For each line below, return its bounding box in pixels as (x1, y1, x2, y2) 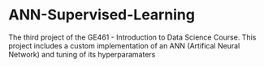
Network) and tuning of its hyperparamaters (8, 49, 156, 59)
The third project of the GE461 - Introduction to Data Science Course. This (8, 32, 257, 42)
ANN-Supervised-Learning (8, 6, 195, 24)
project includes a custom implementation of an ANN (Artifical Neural (8, 40, 240, 50)
